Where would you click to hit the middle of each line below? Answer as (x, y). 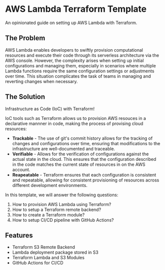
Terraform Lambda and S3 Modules (48, 258)
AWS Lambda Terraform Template (76, 9)
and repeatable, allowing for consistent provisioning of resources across (86, 180)
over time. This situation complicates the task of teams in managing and (78, 76)
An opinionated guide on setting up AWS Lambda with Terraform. (71, 23)
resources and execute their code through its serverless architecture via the (82, 55)
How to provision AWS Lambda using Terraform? (62, 204)
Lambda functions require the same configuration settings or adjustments (80, 71)
